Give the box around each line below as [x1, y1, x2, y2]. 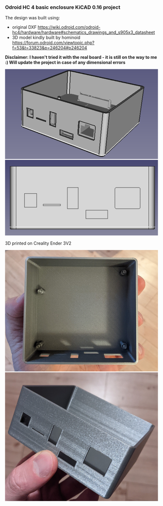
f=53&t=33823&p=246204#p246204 [12, 45, 87, 51]
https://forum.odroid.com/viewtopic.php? [12, 40, 95, 46]
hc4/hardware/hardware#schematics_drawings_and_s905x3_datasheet [12, 30, 155, 35]
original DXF [12, 24, 37, 30]
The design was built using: [5, 15, 60, 21]
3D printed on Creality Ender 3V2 [5, 240, 72, 246]
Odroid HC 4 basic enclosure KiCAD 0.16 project [5, 4, 120, 11]
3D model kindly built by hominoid [12, 34, 81, 40]
